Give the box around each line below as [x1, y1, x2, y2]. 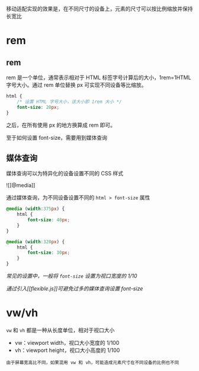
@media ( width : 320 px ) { [6, 238, 65, 245]
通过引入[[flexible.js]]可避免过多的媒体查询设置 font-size [6, 285, 143, 293]
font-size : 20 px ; [17, 104, 60, 110]
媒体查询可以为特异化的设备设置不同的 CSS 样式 [6, 170, 124, 177]
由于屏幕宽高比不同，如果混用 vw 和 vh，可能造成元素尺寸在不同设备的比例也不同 [6, 360, 179, 366]
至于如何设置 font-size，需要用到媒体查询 [6, 134, 108, 141]
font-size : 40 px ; [27, 217, 70, 223]
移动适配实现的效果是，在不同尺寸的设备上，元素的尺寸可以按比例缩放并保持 [6, 5, 193, 12]
